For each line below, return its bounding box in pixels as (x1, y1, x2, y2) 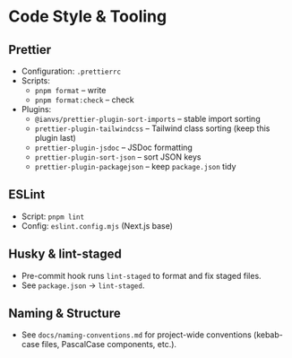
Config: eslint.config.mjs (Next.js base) (21, 220, 174, 231)
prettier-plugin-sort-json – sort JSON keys (34, 152, 202, 162)
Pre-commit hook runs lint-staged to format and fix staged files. (21, 270, 262, 281)
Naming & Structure (8, 306, 122, 321)
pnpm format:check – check (34, 94, 135, 105)
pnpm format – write (34, 85, 107, 95)
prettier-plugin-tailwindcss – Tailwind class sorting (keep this (34, 123, 271, 134)
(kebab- (253, 329, 283, 340)
